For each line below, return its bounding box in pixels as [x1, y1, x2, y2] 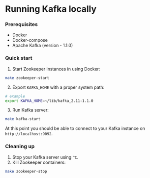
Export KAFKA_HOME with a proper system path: [12, 84, 105, 90]
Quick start [5, 55, 33, 62]
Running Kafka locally [5, 3, 97, 15]
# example [5, 94, 26, 99]
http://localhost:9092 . [5, 131, 53, 137]
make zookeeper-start [5, 75, 50, 80]
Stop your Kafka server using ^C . [12, 154, 79, 160]
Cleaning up [5, 143, 35, 150]
